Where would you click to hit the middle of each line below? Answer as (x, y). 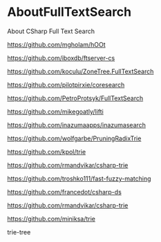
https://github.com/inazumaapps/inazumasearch (77, 124)
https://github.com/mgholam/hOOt (56, 44)
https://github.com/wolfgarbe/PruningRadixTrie (74, 138)
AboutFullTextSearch (69, 12)
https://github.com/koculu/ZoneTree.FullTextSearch (80, 71)
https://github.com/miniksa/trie (51, 218)
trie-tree (19, 232)
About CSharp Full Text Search (51, 31)
